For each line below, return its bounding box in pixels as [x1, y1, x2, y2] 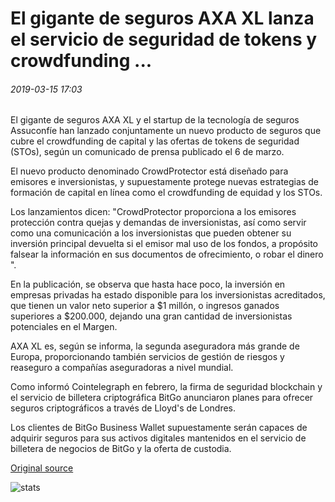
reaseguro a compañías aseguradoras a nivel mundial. [10, 362, 234, 374]
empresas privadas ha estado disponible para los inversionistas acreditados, [10, 289, 326, 301]
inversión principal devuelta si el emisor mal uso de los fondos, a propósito [10, 238, 319, 250]
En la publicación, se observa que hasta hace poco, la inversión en [10, 278, 286, 291]
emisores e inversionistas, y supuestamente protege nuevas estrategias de [10, 176, 319, 188]
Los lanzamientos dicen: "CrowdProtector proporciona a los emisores [10, 206, 297, 218]
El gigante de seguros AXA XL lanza [10, 7, 315, 30]
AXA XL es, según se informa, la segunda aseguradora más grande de [10, 340, 300, 352]
